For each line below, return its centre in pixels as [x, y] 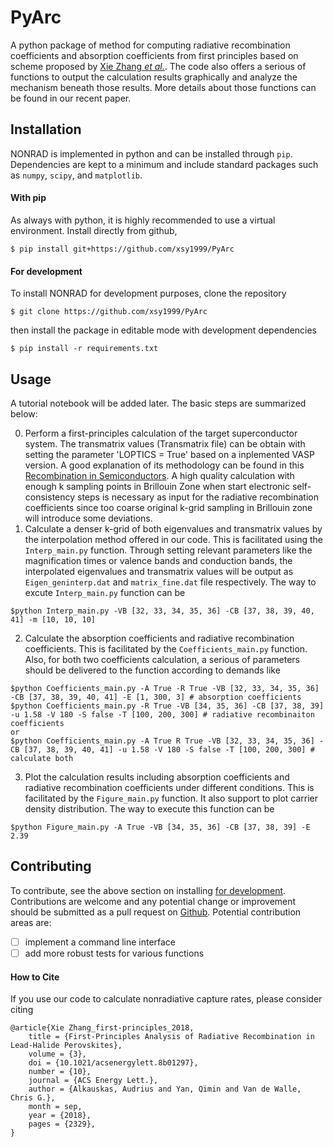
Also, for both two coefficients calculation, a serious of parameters [162, 659]
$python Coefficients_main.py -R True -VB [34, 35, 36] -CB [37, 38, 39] [167, 706]
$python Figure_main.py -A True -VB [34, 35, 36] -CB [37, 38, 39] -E [160, 827]
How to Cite [35, 977]
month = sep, [55, 1107]
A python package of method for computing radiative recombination [150, 45]
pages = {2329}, [62, 1124]
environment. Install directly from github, [94, 230]
